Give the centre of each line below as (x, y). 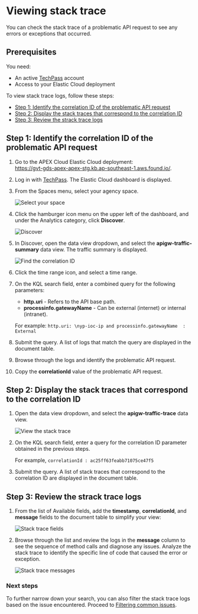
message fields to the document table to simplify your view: (88, 517)
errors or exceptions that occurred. (49, 33)
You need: (19, 66)
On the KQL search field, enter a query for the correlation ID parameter (101, 442)
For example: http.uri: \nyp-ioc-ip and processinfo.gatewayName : (100, 325)
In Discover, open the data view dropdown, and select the (85, 243)
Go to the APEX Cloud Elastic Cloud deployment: (74, 161)
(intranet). (36, 314)
